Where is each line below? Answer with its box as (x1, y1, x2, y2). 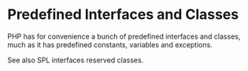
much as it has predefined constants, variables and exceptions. (7, 39, 213, 49)
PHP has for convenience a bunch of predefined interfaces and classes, (7, 32, 241, 41)
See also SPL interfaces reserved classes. (7, 55, 144, 65)
